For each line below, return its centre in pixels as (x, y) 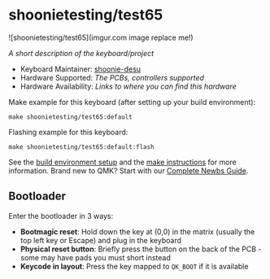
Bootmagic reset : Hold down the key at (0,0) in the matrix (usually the (137, 231)
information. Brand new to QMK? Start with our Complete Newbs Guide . (128, 170)
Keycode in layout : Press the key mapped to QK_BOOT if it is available (134, 266)
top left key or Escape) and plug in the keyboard (100, 240)
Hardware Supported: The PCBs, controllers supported (112, 77)
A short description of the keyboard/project (81, 53)
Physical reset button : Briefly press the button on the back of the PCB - (141, 249)
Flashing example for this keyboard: (68, 132)
